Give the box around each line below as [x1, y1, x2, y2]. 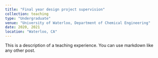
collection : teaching [5, 12, 49, 16]
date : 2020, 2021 [5, 25, 40, 30]
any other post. [5, 47, 35, 53]
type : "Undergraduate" [5, 16, 51, 21]
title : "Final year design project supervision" [5, 7, 105, 12]
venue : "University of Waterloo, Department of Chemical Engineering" [5, 20, 151, 25]
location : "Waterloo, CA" [5, 29, 57, 34]
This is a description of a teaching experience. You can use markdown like [5, 43, 154, 48]
